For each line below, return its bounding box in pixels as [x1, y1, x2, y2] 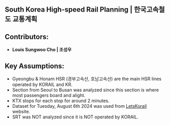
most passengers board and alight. [12, 92, 86, 99]
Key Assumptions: [5, 61, 65, 70]
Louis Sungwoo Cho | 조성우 [12, 47, 72, 53]
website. [12, 109, 31, 115]
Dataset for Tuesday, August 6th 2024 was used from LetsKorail [12, 103, 147, 109]
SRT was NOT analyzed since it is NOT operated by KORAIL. [12, 114, 138, 120]
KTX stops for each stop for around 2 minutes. [12, 98, 110, 104]
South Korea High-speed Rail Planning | [5, 5, 133, 14]
